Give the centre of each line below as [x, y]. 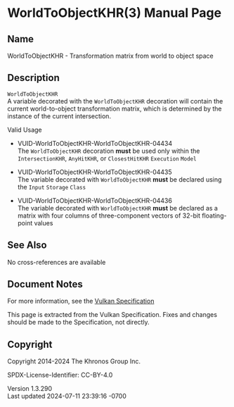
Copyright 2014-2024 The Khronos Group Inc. [74, 361]
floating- [214, 215]
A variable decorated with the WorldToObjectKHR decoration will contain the [115, 101]
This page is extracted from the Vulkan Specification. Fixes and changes [112, 315]
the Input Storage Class [52, 187]
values [44, 223]
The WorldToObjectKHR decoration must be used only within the [109, 151]
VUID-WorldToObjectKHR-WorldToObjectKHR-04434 [95, 143]
